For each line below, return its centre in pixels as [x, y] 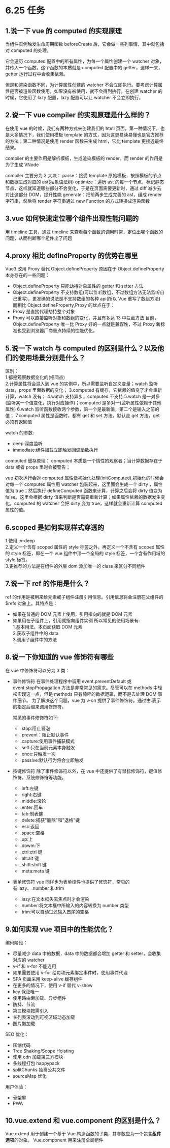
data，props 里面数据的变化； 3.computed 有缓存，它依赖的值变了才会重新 [84, 390]
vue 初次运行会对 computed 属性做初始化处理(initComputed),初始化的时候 [82, 478]
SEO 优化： [17, 1034]
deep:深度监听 [28, 444]
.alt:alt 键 [29, 858]
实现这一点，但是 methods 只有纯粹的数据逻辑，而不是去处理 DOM [87, 694]
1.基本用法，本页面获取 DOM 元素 [47, 626]
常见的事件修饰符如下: [36, 717]
